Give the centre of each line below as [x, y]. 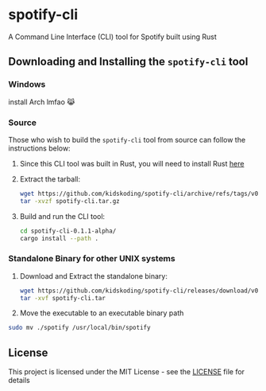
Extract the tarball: [50, 179]
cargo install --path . [59, 238]
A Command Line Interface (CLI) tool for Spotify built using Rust [112, 37]
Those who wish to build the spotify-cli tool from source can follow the [127, 139]
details [19, 381]
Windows [27, 84]
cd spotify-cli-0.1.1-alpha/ [68, 231]
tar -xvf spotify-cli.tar [62, 298]
